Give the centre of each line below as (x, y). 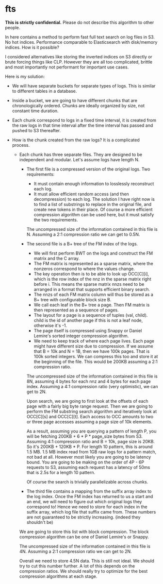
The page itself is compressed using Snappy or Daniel (88, 330)
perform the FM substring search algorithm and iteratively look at (91, 411)
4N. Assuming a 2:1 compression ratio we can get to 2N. (75, 551)
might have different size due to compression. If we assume (94, 346)
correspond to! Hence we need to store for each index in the (87, 507)
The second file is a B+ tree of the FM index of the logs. (82, 243)
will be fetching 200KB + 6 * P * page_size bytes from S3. (85, 436)
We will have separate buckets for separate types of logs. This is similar (84, 86)
